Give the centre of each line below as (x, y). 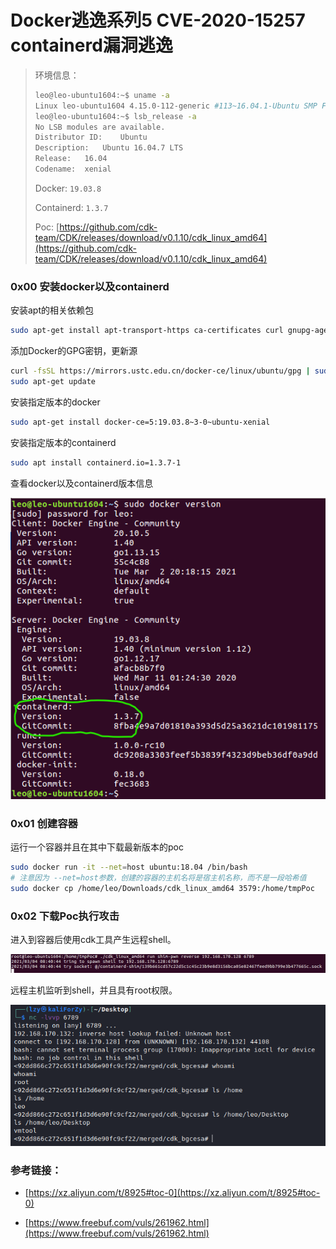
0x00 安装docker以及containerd (90, 286)
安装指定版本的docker (55, 402)
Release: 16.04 (71, 159)
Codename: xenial (73, 169)
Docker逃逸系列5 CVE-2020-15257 (158, 20)
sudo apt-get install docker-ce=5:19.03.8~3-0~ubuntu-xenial (140, 422)
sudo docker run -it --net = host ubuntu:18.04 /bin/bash (129, 867)
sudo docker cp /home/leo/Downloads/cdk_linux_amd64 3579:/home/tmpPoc (162, 888)
